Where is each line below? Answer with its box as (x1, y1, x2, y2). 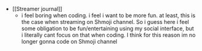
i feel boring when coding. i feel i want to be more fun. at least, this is (21, 12, 196, 19)
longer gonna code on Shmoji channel (21, 38, 118, 45)
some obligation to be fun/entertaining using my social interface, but (21, 25, 194, 32)
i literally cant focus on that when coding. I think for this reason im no (21, 31, 196, 39)
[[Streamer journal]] (12, 6, 62, 12)
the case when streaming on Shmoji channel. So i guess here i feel (21, 18, 189, 25)
